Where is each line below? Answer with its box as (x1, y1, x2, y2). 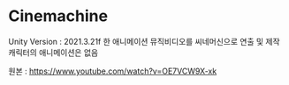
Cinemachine (8, 6, 108, 26)
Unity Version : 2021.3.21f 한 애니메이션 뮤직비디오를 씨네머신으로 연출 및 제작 (8, 36, 280, 46)
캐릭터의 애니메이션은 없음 (8, 46, 99, 58)
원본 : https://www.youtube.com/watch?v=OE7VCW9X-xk (8, 66, 217, 76)
